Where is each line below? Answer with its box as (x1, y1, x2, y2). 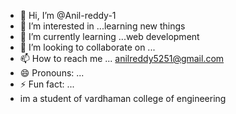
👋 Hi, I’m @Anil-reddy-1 (19, 10, 117, 21)
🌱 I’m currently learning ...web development (19, 31, 200, 42)
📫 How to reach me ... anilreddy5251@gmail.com (19, 53, 225, 64)
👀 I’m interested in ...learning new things (19, 20, 186, 32)
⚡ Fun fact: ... (19, 78, 75, 90)
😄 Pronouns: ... (19, 67, 85, 79)
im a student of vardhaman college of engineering (19, 93, 227, 104)
